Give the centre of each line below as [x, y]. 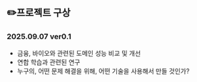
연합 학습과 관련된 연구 [49, 62]
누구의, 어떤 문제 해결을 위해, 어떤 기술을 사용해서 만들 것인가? [103, 71]
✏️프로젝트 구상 [39, 13]
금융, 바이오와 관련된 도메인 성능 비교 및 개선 [79, 53]
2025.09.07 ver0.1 [39, 36]
